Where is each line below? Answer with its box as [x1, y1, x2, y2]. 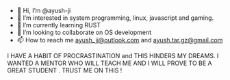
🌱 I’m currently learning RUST [16, 21, 101, 29]
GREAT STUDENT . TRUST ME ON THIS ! [7, 66, 123, 75]
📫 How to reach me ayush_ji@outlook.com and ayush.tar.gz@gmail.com [16, 36, 223, 44]
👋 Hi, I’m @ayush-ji [16, 7, 71, 14]
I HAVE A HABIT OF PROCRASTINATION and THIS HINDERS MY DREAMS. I [7, 52, 219, 59]
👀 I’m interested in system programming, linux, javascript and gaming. [16, 14, 214, 22]
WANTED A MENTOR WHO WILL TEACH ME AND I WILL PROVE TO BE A [7, 59, 212, 67]
